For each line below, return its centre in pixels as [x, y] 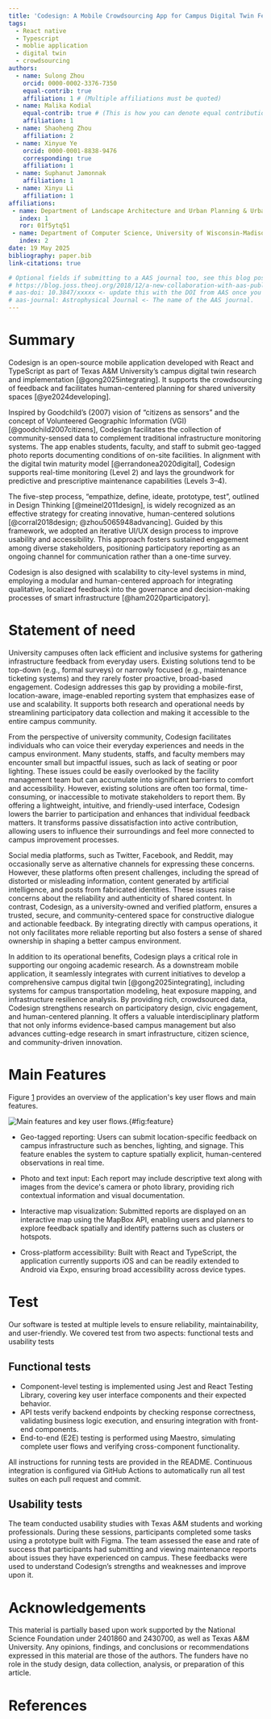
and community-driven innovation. [65, 1042]
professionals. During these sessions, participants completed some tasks [130, 1532]
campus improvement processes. [64, 839]
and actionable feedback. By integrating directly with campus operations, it [133, 923]
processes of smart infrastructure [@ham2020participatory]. [110, 597]
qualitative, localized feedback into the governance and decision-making [129, 589]
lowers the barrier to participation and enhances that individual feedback [129, 814]
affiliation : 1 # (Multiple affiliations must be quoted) [122, 98]
